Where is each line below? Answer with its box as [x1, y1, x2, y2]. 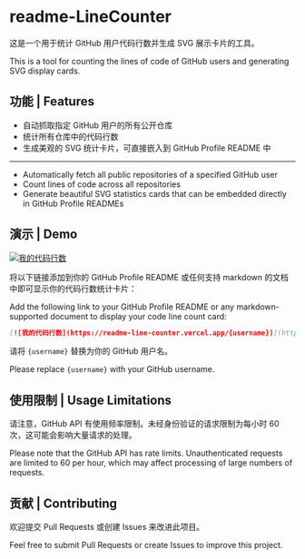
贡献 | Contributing [9, 495, 118, 511]
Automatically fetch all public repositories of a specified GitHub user [22, 169, 279, 180]
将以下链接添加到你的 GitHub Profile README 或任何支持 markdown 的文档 [9, 271, 289, 282]
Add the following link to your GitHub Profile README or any [9, 301, 234, 312]
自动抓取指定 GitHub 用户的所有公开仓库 [22, 120, 173, 131]
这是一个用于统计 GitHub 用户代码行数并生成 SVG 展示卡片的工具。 [9, 37, 261, 48]
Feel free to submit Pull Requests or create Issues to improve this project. [9, 540, 283, 551]
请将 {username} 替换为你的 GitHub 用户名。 [9, 346, 173, 357]
